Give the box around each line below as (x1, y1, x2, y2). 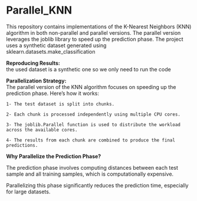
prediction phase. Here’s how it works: (6, 90, 99, 97)
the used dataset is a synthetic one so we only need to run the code (6, 65, 171, 73)
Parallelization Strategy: (6, 77, 67, 84)
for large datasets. (6, 188, 51, 195)
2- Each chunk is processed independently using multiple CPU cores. (6, 111, 181, 117)
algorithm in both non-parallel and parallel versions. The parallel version (6, 29, 181, 36)
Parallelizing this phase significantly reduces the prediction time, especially (6, 182, 189, 189)
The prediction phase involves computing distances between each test (6, 164, 179, 171)
